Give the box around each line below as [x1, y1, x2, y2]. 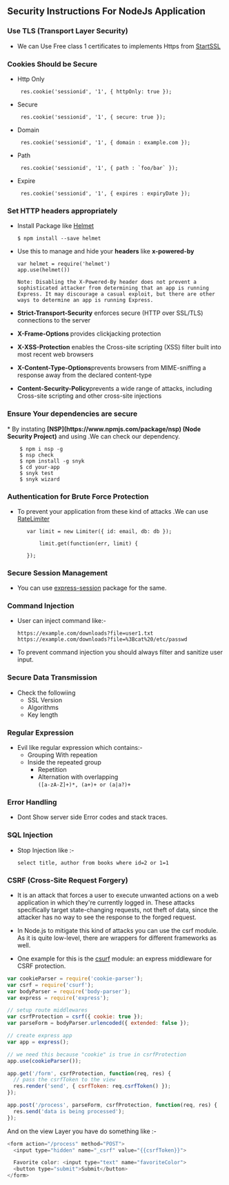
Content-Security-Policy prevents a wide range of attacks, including [17, 385, 212, 393]
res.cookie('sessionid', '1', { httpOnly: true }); [20, 88, 172, 95]
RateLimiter [17, 514, 50, 523]
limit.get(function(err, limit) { [39, 540, 139, 547]
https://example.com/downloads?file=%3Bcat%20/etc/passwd [17, 636, 188, 643]
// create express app [7, 1032, 72, 1039]
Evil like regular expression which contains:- [17, 744, 143, 752]
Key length [27, 711, 59, 719]
